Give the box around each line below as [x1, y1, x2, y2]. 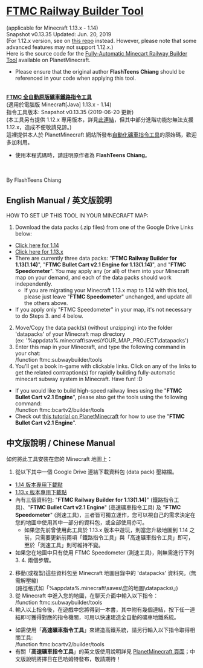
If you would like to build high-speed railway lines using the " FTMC [14, 387, 182, 394]
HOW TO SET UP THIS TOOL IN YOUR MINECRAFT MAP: [6, 211, 149, 219]
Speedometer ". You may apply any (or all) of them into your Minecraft [14, 267, 189, 274]
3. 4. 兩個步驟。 [14, 556, 54, 564]
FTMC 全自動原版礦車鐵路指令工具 [6, 93, 92, 100]
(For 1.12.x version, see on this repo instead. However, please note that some [6, 37, 197, 44]
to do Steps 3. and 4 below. [14, 312, 83, 320]
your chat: [14, 349, 41, 357]
